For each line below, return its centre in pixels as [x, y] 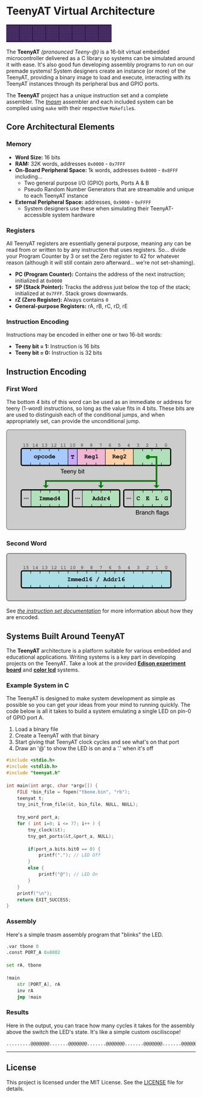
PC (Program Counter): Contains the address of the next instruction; [100, 274]
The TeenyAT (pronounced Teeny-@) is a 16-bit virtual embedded [88, 52]
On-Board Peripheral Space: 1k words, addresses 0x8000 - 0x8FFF [96, 170]
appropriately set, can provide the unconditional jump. [73, 421]
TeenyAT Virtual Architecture [81, 11]
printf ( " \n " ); [35, 893]
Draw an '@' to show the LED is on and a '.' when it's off [84, 748]
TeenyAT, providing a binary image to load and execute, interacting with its [99, 77]
